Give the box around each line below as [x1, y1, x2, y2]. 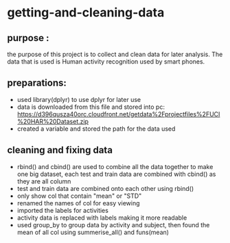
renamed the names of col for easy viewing [16, 199, 140, 207]
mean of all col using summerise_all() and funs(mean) [16, 228, 170, 236]
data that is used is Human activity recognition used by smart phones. [7, 57, 205, 66]
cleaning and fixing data [7, 144, 113, 156]
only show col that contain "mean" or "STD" [16, 192, 142, 200]
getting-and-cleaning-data [7, 5, 165, 21]
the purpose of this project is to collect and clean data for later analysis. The [7, 50, 223, 58]
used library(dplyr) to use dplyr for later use [16, 95, 141, 103]
